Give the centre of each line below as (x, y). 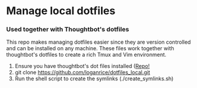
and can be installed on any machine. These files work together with (90, 48)
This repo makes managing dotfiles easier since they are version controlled (98, 42)
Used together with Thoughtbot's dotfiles (68, 30)
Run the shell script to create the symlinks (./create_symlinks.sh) (94, 79)
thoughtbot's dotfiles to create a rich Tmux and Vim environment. (86, 55)
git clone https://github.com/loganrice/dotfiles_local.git (82, 73)
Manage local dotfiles (61, 11)
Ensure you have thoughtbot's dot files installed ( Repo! (82, 66)
